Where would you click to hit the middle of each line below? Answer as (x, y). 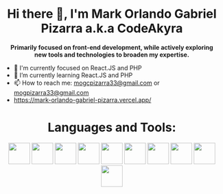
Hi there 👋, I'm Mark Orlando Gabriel (112, 14)
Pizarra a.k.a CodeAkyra (112, 28)
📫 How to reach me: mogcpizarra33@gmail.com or (86, 83)
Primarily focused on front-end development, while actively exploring (112, 47)
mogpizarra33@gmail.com (51, 92)
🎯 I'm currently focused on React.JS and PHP (78, 68)
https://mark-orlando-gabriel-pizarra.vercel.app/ (82, 100)
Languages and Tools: (112, 127)
